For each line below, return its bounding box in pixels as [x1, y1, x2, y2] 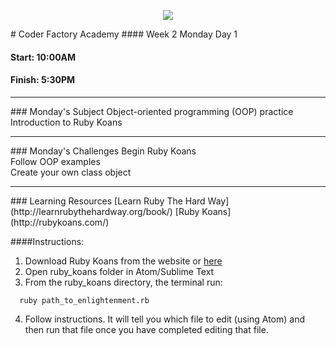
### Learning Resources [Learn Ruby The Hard [10, 195, 206, 207]
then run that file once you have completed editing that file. [24, 323, 269, 335]
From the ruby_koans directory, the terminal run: [24, 276, 223, 288]
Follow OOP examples [10, 155, 101, 167]
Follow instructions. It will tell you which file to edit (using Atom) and [24, 313, 305, 325]
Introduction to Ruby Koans [10, 116, 123, 128]
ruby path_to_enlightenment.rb [19, 295, 150, 305]
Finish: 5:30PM [10, 74, 76, 86]
